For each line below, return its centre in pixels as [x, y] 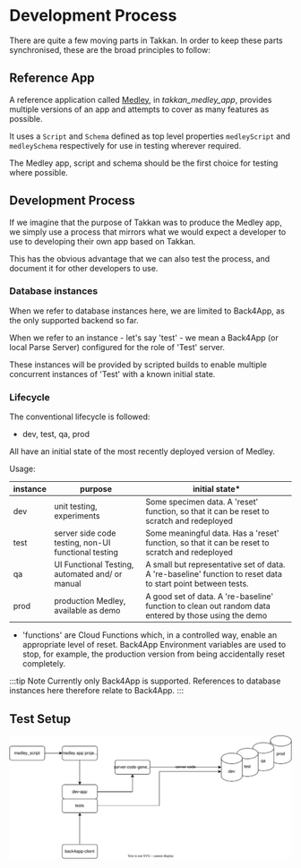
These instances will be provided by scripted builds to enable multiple [138, 365]
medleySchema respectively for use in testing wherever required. [125, 145]
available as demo [87, 611]
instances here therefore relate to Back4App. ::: [97, 691]
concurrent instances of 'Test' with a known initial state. [112, 374]
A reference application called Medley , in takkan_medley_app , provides [141, 99]
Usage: [22, 469]
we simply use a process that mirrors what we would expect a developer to [148, 232]
